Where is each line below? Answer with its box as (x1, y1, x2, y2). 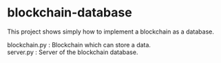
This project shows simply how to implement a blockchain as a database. (7, 27, 215, 36)
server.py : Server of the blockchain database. (7, 48, 138, 56)
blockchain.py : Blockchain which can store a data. (7, 40, 151, 49)
